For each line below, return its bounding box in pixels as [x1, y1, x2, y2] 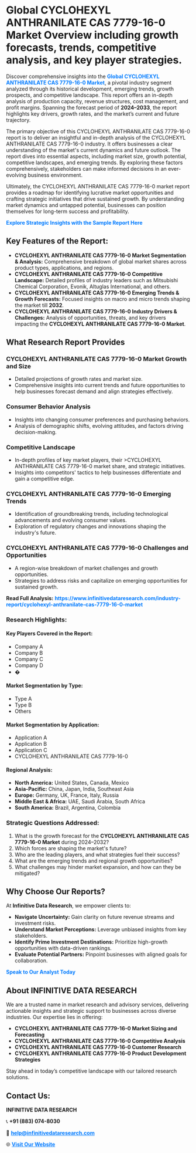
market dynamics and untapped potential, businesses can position [6, 201, 166, 208]
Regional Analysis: [6, 766, 53, 773]
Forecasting [14, 1031, 45, 1039]
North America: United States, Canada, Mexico [14, 779, 129, 786]
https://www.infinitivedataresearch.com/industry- [54, 594, 181, 601]
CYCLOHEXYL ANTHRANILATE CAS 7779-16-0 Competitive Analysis [14, 1037, 185, 1044]
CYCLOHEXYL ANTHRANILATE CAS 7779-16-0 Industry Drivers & [14, 307, 177, 315]
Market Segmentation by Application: [6, 721, 99, 728]
